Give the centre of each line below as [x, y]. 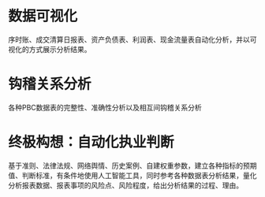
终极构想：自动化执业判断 [91, 142]
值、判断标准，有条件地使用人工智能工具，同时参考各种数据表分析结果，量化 [132, 175]
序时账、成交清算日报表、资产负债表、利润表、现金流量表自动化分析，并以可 [132, 39]
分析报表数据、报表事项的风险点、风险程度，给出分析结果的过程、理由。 [125, 185]
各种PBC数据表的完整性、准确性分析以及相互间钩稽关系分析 [105, 107]
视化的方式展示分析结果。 [50, 49]
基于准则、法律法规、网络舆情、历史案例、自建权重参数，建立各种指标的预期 [132, 165]
